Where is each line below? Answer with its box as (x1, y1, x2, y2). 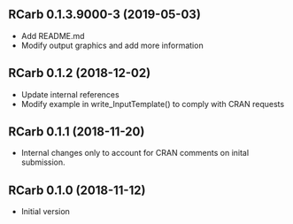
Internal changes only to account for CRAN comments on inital (20, 148, 250, 158)
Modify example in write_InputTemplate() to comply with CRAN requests (20, 98, 285, 109)
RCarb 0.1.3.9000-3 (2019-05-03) (8, 7, 201, 22)
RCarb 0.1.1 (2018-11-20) (8, 124, 145, 140)
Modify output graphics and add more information (20, 40, 204, 50)
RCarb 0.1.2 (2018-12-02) (8, 66, 151, 81)
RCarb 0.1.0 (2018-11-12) (8, 182, 146, 197)
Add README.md (20, 30, 85, 41)
